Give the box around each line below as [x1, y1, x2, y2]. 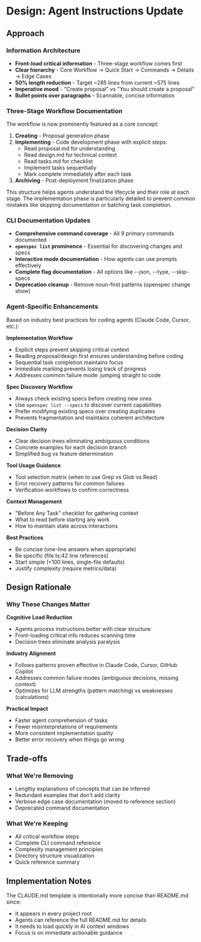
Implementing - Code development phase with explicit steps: [14, 138, 167, 146]
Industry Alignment [6, 650, 56, 657]
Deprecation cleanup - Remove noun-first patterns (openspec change [14, 281, 191, 288]
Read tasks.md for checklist [23, 158, 93, 165]
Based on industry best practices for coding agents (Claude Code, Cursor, [6, 316, 191, 323]
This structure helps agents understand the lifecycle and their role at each [6, 188, 190, 196]
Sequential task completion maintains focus [14, 359, 123, 366]
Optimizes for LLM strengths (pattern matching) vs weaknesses [14, 687, 173, 694]
